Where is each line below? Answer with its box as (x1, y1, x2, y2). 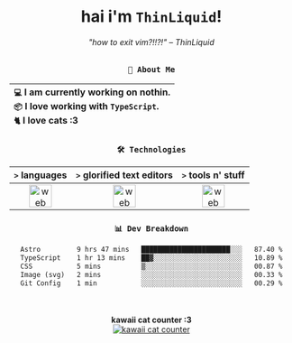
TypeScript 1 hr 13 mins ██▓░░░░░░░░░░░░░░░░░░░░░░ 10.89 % (20, 254, 283, 263)
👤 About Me (127, 65, 176, 75)
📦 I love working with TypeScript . (14, 99, 160, 112)
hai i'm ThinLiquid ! (80, 6, 223, 27)
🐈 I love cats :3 (14, 114, 78, 126)
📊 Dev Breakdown (114, 223, 189, 234)
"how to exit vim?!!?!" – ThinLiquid (88, 36, 214, 47)
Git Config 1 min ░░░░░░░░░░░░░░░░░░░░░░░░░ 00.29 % (20, 278, 283, 288)
